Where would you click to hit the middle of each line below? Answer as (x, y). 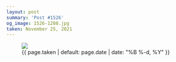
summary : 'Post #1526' (35, 18)
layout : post (23, 12)
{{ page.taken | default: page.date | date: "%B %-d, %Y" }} (96, 52)
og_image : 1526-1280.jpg (38, 23)
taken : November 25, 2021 (39, 29)
